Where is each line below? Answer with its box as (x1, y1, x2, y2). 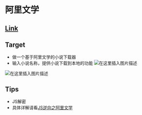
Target (5, 40, 26, 49)
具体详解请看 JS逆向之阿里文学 (12, 105, 73, 111)
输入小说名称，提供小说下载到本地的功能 (12, 60, 93, 66)
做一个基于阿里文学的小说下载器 (12, 54, 76, 60)
